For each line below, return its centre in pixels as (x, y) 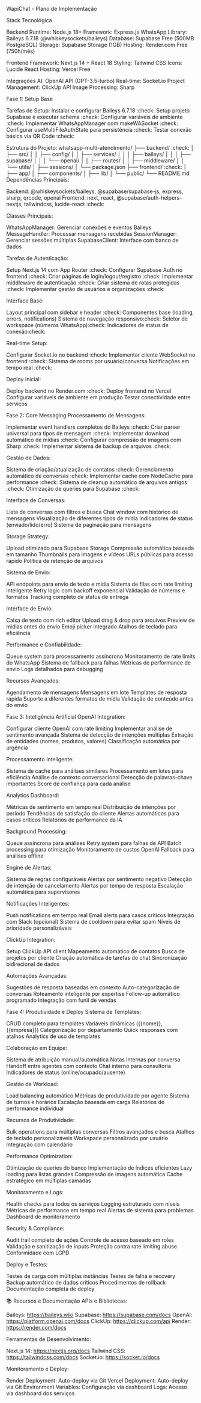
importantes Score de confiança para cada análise (68, 784)
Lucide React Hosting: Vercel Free (48, 69)
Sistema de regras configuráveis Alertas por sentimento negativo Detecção (99, 879)
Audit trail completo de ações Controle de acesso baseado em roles (90, 1240)
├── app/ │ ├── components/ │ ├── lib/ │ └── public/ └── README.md (98, 173)
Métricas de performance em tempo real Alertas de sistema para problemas (100, 1210)
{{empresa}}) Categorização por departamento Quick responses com (92, 1030)
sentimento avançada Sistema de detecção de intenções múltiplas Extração (100, 735)
